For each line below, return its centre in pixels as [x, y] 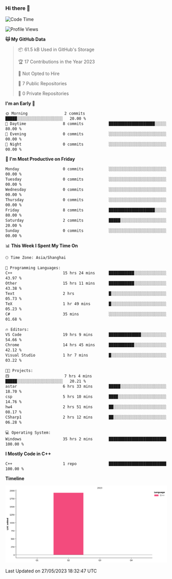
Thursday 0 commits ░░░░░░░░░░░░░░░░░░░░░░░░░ [86, 200]
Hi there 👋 [18, 8]
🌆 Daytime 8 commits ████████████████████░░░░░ [86, 124]
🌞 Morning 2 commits [45, 114]
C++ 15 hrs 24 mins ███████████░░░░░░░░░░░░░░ [86, 273]
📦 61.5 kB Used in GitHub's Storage [56, 50]
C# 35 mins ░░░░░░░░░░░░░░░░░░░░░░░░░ [86, 314]
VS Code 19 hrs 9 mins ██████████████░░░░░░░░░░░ [86, 335]
